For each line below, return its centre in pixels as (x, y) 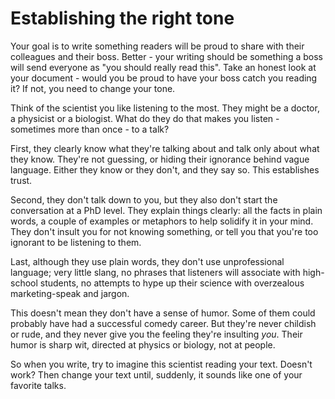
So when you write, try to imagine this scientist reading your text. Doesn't (161, 364)
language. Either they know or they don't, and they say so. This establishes (165, 169)
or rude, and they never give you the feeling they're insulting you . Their (156, 334)
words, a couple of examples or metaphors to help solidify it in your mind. (162, 221)
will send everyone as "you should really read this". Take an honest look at (163, 67)
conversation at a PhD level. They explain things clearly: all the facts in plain (166, 210)
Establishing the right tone (122, 18)
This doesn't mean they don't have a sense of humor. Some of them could (163, 313)
